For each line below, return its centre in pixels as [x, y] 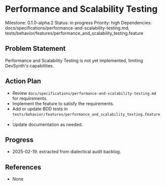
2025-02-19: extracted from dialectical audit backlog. [66, 152]
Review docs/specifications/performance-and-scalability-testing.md [84, 93]
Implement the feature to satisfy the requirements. [63, 103]
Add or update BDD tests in [40, 109]
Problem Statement [35, 48]
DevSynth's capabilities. [30, 65]
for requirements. [30, 98]
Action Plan [23, 81]
